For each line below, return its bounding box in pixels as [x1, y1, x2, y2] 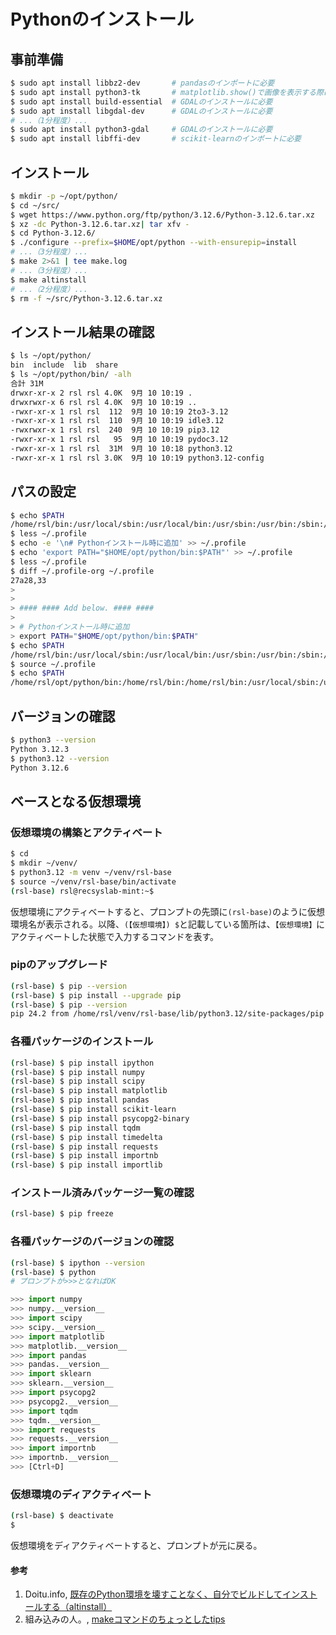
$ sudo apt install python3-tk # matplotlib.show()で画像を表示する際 [10, 87, 324, 97]
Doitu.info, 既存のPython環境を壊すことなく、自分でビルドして [24, 1588, 283, 1600]
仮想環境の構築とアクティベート [10, 825, 163, 839]
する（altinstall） [42, 1601, 113, 1613]
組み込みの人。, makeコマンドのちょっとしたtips [24, 1613, 226, 1625]
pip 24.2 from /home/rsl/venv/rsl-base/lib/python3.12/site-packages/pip [10, 1009, 325, 1019]
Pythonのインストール [10, 8, 195, 31]
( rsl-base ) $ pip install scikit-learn [10, 1105, 177, 1115]
